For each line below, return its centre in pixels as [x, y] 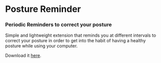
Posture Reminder [43, 9]
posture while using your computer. [41, 46]
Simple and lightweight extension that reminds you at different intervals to [81, 35]
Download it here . [23, 56]
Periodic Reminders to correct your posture [58, 25]
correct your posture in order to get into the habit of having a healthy [76, 41]
